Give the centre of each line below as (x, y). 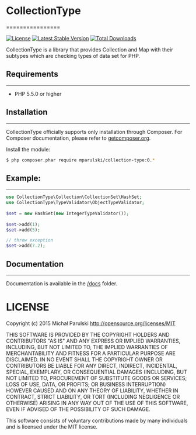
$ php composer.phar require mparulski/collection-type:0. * (81, 160)
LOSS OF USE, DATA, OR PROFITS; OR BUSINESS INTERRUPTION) (86, 384)
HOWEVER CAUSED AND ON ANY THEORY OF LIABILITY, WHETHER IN (92, 391)
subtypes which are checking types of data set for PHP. (73, 56)
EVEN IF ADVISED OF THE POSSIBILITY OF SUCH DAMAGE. (78, 409)
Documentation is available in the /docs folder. (62, 283)
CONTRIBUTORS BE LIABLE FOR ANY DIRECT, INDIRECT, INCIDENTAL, (92, 365)
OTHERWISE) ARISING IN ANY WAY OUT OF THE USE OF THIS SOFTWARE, (97, 403)
